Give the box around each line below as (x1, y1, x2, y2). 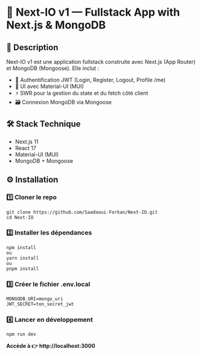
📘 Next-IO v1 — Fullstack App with (6, 5, 180, 19)
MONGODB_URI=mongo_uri (6, 296, 63, 302)
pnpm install (6, 265, 39, 272)
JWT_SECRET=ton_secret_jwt (6, 301, 74, 307)
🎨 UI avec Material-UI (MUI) (14, 83, 85, 90)
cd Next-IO (6, 214, 34, 221)
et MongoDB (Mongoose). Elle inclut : (6, 64, 100, 72)
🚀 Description (6, 42, 59, 52)
